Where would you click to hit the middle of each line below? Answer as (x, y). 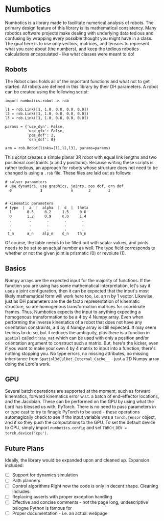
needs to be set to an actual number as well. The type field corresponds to (80, 248)
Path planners (26, 481)
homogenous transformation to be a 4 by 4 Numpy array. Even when (74, 317)
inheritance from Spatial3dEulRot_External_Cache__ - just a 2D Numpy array (82, 359)
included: (14, 465)
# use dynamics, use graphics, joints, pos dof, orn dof (64, 186)
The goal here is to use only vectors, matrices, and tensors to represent (77, 43)
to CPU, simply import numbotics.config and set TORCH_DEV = (66, 428)
